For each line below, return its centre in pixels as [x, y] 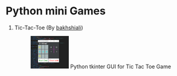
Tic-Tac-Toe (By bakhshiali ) [49, 28]
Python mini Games [56, 11]
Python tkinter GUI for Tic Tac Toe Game [121, 66]
